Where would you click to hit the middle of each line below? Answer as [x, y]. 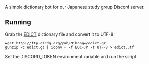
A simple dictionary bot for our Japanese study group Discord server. [75, 7]
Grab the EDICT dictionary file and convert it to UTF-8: [60, 34]
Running [18, 22]
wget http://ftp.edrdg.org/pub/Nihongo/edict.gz [55, 43]
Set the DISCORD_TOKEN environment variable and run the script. [71, 56]
